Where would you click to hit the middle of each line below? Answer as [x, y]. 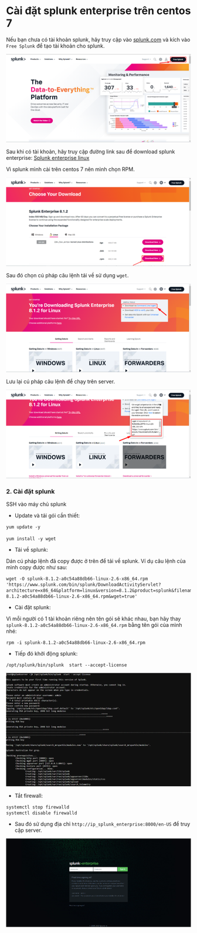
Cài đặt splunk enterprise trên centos [98, 11]
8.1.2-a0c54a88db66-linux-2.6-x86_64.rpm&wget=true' [72, 596]
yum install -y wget [31, 539]
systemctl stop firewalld [38, 807]
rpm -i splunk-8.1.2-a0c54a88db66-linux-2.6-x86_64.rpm [76, 642]
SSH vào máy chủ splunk [36, 504]
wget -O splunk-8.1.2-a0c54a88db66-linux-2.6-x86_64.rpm [77, 579]
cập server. [28, 830]
